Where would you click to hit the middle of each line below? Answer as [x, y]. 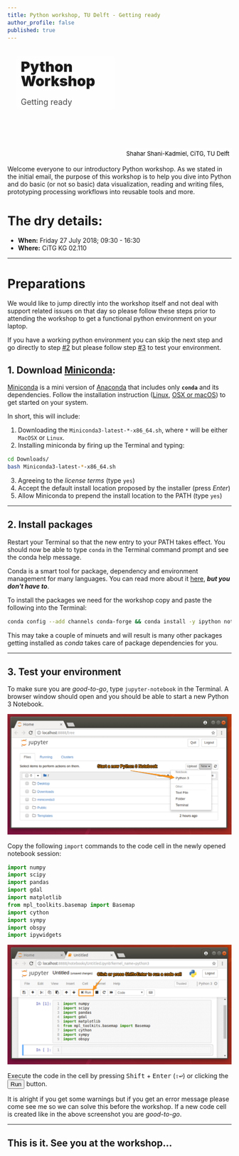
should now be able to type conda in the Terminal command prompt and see [118, 549]
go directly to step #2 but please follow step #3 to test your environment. [115, 348]
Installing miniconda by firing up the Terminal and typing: [101, 446]
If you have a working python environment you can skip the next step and [115, 340]
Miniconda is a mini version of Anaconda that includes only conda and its [113, 387]
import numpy [27, 868]
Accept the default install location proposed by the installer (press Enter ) [124, 488]
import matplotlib [34, 898]
